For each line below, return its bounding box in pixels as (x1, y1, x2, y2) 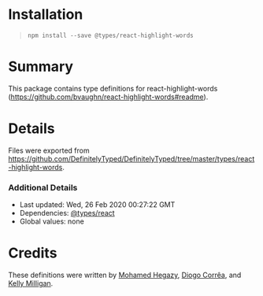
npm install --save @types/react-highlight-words (27, 31, 194, 39)
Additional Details (8, 182, 78, 193)
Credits (8, 244, 57, 262)
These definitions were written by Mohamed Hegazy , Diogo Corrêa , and (8, 270, 242, 280)
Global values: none (19, 216, 84, 226)
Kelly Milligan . (8, 279, 54, 288)
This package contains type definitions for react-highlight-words (8, 83, 218, 93)
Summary (8, 57, 73, 76)
